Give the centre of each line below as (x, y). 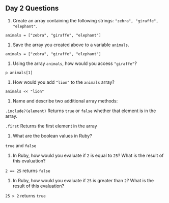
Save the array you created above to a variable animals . (71, 45)
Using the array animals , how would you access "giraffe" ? (75, 63)
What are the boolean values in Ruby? (52, 136)
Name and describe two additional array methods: (65, 100)
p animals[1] (19, 73)
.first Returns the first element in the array (51, 126)
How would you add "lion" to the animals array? (63, 82)
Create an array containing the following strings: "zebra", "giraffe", (86, 20)
